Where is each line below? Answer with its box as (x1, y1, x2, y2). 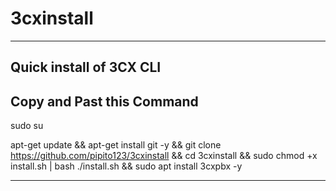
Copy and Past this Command (10, 93, 199, 110)
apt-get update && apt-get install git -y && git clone (10, 139, 222, 151)
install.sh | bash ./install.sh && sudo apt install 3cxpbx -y (10, 160, 243, 172)
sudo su (10, 120, 44, 132)
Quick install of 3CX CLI (10, 59, 162, 76)
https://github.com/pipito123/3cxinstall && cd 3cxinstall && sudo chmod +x (10, 150, 318, 162)
